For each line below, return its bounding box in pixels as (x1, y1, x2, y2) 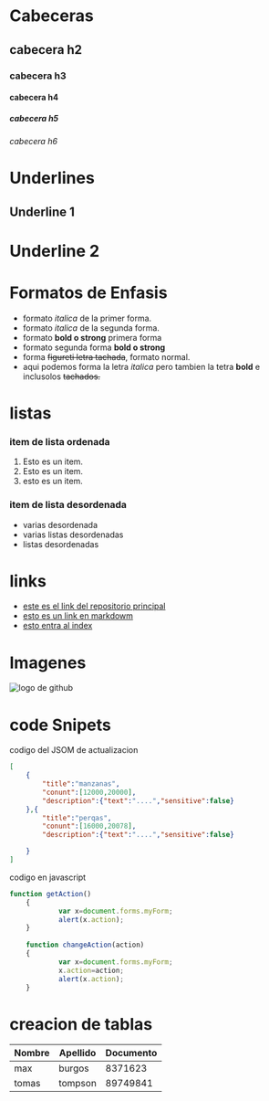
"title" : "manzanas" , (42, 779, 120, 789)
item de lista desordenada (9, 499, 128, 512)
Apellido (58, 1047, 97, 1060)
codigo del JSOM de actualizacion (9, 745, 139, 756)
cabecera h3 (9, 69, 67, 82)
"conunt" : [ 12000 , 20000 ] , (42, 788, 137, 797)
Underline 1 (9, 204, 76, 219)
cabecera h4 (9, 92, 59, 103)
